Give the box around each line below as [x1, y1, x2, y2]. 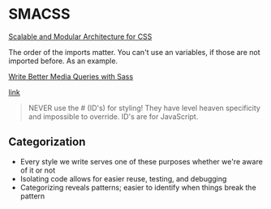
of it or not [19, 165, 56, 175]
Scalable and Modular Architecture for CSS [8, 32, 153, 41]
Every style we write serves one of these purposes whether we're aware [19, 156, 264, 166]
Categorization [8, 135, 86, 149]
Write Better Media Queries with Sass [8, 71, 134, 81]
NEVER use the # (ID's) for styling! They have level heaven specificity [28, 103, 261, 113]
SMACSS [8, 5, 71, 23]
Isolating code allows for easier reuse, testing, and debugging [19, 173, 227, 183]
